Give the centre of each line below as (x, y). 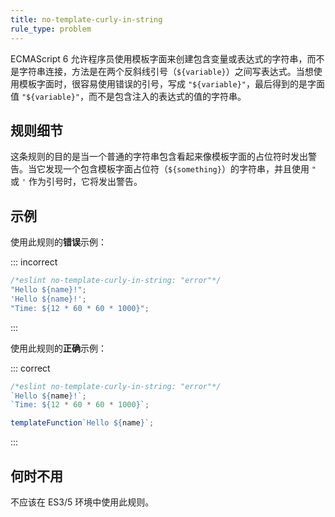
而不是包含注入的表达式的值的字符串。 (167, 96)
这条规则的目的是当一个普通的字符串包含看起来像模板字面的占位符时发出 (159, 157)
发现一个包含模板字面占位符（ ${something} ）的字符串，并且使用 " (180, 169)
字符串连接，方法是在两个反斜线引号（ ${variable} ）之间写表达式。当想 (166, 71)
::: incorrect (34, 262)
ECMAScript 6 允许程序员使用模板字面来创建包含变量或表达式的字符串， (159, 58)
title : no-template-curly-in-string (86, 19)
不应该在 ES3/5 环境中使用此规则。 (82, 502)
